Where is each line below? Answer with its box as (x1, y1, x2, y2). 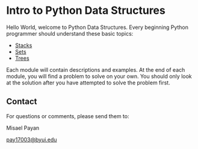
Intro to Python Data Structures (6, 4, 166, 17)
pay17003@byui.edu (6, 136, 57, 143)
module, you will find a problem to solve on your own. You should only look (6, 72, 192, 80)
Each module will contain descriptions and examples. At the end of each (6, 66, 185, 73)
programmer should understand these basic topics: (6, 30, 134, 37)
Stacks (14, 42, 32, 49)
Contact (6, 97, 37, 107)
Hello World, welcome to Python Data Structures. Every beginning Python (6, 24, 188, 31)
